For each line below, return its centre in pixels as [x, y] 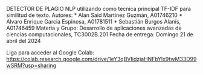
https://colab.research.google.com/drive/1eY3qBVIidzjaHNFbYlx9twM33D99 [101, 59]
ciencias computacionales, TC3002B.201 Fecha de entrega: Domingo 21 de [100, 34]
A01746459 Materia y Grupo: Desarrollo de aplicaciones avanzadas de [94, 28]
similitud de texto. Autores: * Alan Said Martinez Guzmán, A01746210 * [95, 15]
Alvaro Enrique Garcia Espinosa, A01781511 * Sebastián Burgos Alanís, [94, 21]
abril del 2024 [24, 41]
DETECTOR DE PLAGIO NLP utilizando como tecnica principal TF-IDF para [99, 9]
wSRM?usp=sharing [31, 65]
